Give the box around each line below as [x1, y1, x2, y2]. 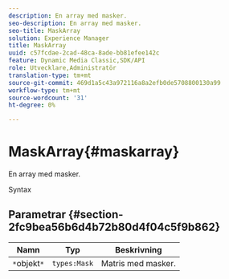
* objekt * [12, 257, 44, 269]
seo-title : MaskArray [8, 26, 81, 34]
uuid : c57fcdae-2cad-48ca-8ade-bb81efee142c [8, 49, 160, 57]
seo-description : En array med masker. [8, 19, 142, 27]
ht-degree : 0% [8, 101, 56, 109]
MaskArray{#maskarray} [8, 143, 180, 161]
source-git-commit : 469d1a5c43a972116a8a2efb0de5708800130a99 [8, 79, 221, 87]
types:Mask [51, 258, 94, 268]
